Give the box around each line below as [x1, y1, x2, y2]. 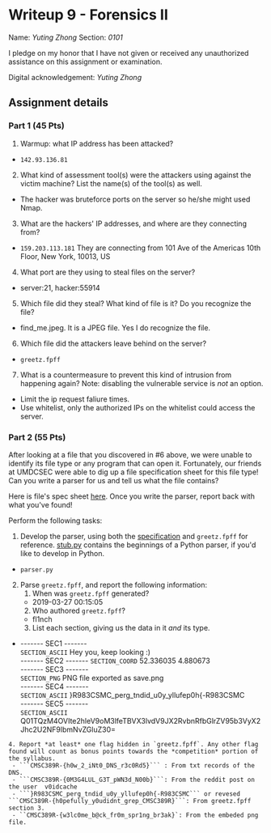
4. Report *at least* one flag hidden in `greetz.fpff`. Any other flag [8, 740, 259, 748]
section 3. [8, 804, 45, 812]
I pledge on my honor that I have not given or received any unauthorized [8, 48, 249, 57]
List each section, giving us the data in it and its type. [32, 623, 210, 632]
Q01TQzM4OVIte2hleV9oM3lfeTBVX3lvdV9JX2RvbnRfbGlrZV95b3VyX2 [19, 716, 261, 725]
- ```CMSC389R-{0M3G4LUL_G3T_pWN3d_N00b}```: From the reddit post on [11, 776, 255, 784]
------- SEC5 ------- [19, 699, 89, 708]
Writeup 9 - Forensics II [8, 6, 168, 24]
